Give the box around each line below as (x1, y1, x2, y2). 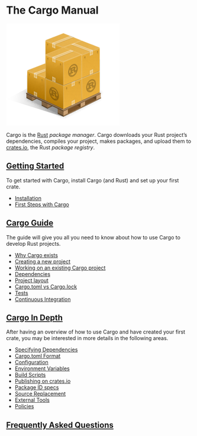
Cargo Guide (6, 218, 54, 228)
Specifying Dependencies (14, 346, 78, 353)
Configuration (14, 359, 49, 366)
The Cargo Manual (6, 4, 99, 17)
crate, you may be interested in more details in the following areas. (6, 335, 169, 342)
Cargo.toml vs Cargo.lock (14, 283, 77, 290)
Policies (14, 403, 34, 410)
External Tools (14, 396, 50, 403)
